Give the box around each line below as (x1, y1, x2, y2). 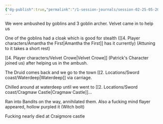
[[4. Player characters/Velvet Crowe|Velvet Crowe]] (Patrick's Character (5, 54, 149, 61)
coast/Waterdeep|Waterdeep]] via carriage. (5, 74, 92, 80)
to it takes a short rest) (5, 45, 50, 51)
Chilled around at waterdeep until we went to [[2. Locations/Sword (5, 84, 138, 90)
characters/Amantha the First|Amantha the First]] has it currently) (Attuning (5, 40, 156, 46)
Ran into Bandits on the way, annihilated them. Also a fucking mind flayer (5, 98, 151, 105)
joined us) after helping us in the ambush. (5, 60, 88, 66)
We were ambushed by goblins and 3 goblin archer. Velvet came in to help (5, 20, 154, 26)
